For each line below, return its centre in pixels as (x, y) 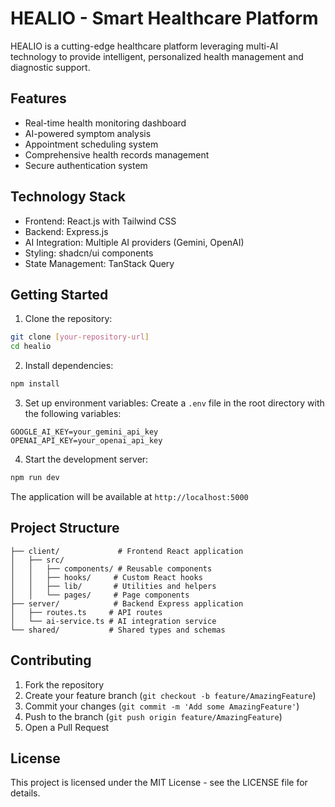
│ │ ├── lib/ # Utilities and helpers (113, 586)
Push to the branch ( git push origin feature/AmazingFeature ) (153, 716)
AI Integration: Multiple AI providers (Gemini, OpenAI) (134, 242)
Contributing (51, 660)
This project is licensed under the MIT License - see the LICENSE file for (159, 783)
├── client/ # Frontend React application (127, 551)
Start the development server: (86, 459)
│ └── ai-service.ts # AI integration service (113, 621)
